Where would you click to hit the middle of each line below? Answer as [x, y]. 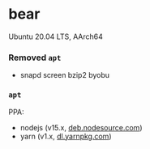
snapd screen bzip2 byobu [65, 75]
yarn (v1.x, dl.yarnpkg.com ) [66, 136]
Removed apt [35, 57]
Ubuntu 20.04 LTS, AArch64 [56, 36]
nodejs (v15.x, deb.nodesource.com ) [81, 127]
